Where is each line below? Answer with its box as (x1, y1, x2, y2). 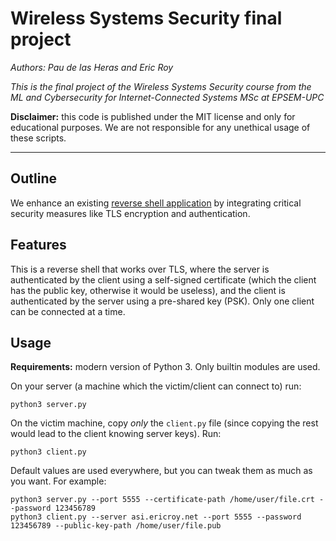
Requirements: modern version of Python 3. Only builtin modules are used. (10, 361, 321, 373)
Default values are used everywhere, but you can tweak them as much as (10, 465, 313, 477)
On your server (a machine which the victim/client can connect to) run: (10, 380, 302, 392)
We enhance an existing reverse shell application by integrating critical (10, 197, 302, 209)
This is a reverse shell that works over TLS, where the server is (10, 263, 270, 275)
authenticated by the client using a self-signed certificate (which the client (10, 273, 317, 286)
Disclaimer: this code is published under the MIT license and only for (10, 110, 296, 122)
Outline (10, 170, 57, 187)
